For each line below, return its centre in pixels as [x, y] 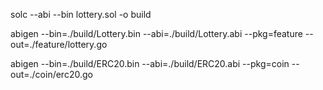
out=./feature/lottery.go [59, 44]
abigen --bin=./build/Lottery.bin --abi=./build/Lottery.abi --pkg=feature [156, 33]
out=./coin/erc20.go [51, 74]
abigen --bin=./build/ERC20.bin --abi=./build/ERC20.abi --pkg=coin [150, 63]
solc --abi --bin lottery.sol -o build [81, 14]
